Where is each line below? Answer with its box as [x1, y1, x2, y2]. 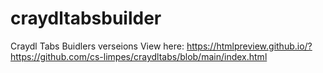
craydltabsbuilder [10, 7, 162, 30]
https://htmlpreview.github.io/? [186, 40, 313, 52]
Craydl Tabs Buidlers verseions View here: [10, 40, 185, 52]
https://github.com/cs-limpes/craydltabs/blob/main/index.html [10, 50, 268, 62]
